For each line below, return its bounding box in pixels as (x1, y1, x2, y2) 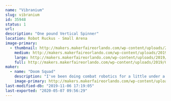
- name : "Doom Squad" (10, 69, 56, 74)
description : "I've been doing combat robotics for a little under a (14, 74, 165, 79)
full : (14, 60, 26, 65)
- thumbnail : (10, 45, 38, 50)
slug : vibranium (5, 12, 40, 17)
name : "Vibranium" (5, 7, 44, 13)
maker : (5, 64, 19, 69)
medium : (14, 50, 31, 55)
